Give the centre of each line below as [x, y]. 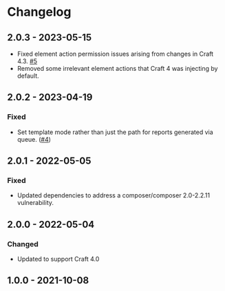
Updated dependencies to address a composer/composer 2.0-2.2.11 [114, 195]
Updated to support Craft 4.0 [58, 259]
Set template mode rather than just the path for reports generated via [115, 132]
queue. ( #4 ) [34, 139]
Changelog [39, 12]
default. [28, 76]
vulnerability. [35, 203]
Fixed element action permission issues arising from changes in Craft [115, 54]
